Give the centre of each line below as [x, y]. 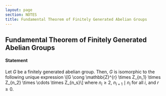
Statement [16, 61]
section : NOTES [21, 15]
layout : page [19, 10]
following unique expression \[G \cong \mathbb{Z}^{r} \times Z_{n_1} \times [83, 77]
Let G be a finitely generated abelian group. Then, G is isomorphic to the [80, 72]
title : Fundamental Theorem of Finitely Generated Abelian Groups [76, 19]
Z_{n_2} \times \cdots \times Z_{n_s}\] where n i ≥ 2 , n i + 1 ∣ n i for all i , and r [82, 83]
